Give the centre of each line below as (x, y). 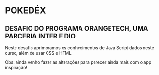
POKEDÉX (25, 10)
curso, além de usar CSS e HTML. (39, 53)
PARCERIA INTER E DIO (40, 36)
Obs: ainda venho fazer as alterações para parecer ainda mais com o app (78, 62)
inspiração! (16, 67)
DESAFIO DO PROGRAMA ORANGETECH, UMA (77, 28)
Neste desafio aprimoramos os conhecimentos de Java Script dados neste (79, 48)
